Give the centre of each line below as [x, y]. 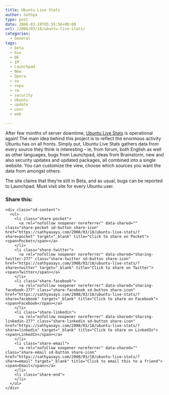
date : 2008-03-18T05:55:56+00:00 [41, 24]
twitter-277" [19, 259]
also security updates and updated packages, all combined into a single [81, 160]
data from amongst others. [33, 171]
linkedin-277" [20, 321]
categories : [18, 34]
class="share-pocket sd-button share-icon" [52, 228]
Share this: [19, 199]
